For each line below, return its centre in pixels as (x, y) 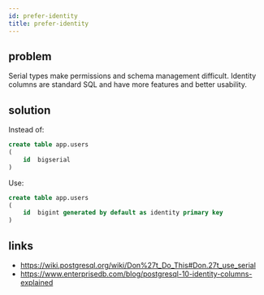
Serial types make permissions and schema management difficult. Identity (132, 76)
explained (37, 282)
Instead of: (26, 130)
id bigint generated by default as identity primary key (123, 213)
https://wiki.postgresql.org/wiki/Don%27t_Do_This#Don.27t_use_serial (138, 265)
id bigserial (47, 159)
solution (30, 110)
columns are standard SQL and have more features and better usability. (128, 85)
